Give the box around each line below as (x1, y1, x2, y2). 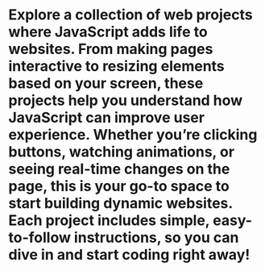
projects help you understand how (8, 91, 243, 110)
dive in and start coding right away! (8, 246, 251, 264)
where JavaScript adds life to (8, 23, 208, 41)
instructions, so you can (73, 228, 239, 247)
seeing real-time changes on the (8, 160, 230, 178)
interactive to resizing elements (8, 57, 226, 76)
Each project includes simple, (8, 211, 210, 230)
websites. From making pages (8, 40, 213, 58)
